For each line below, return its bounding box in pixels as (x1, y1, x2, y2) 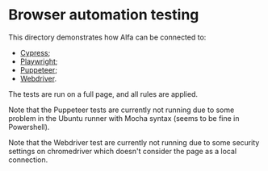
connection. (8, 155, 48, 165)
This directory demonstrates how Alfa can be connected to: (8, 32, 207, 42)
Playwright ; (19, 56, 58, 66)
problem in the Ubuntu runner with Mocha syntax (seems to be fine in (8, 113, 240, 123)
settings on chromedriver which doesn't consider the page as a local (8, 146, 237, 156)
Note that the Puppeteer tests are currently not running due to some (8, 105, 235, 115)
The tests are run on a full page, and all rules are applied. (8, 89, 199, 98)
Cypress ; (19, 48, 51, 57)
